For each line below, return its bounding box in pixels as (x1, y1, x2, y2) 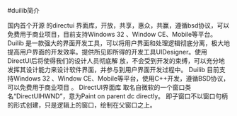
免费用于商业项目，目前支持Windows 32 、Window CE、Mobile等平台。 (7, 30, 217, 38)
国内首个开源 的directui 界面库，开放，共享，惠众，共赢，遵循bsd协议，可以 (7, 21, 230, 30)
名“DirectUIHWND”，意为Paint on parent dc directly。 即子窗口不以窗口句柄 (7, 92, 229, 100)
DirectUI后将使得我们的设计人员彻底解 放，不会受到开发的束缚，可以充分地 (7, 57, 225, 65)
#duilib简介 (7, 6, 40, 14)
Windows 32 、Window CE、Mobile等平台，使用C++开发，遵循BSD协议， (13, 74, 230, 83)
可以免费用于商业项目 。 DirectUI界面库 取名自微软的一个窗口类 (7, 83, 192, 91)
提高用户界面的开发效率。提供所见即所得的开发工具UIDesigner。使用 (7, 48, 207, 56)
